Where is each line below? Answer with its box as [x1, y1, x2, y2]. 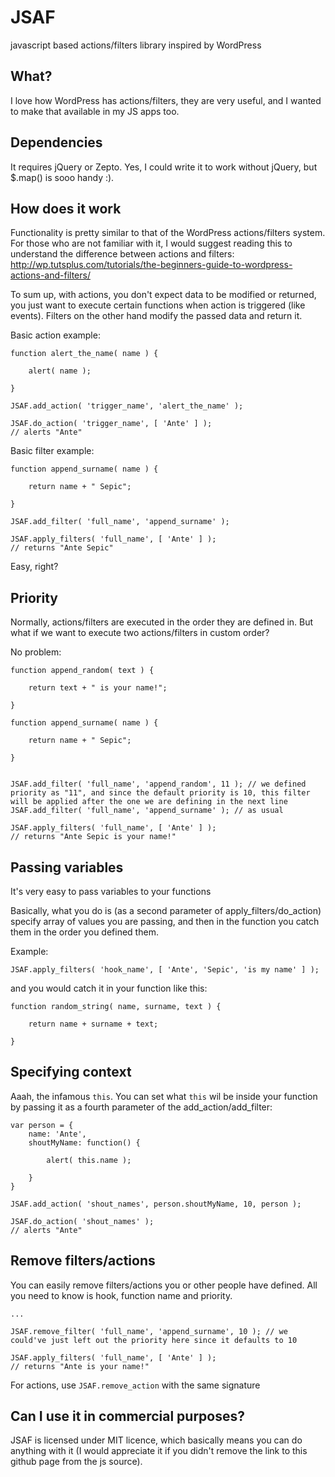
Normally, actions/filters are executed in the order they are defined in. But [10, 616, 314, 628]
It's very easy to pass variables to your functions [10, 886, 212, 897]
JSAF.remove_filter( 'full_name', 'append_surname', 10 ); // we [10, 1326, 288, 1336]
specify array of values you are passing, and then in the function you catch [10, 916, 320, 927]
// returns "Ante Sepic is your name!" [10, 832, 177, 842]
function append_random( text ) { [10, 666, 155, 676]
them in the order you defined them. [10, 926, 159, 938]
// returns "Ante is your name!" [10, 1361, 150, 1371]
